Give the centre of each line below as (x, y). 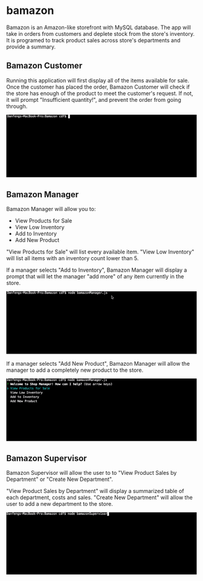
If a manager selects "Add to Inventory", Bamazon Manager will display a (97, 270)
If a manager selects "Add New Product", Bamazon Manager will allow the (98, 363)
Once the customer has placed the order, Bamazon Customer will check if (98, 87)
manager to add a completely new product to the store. (75, 370)
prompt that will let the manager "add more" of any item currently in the (95, 277)
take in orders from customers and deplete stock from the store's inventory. (101, 33)
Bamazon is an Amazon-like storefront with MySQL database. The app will (99, 27)
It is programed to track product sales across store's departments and (93, 40)
